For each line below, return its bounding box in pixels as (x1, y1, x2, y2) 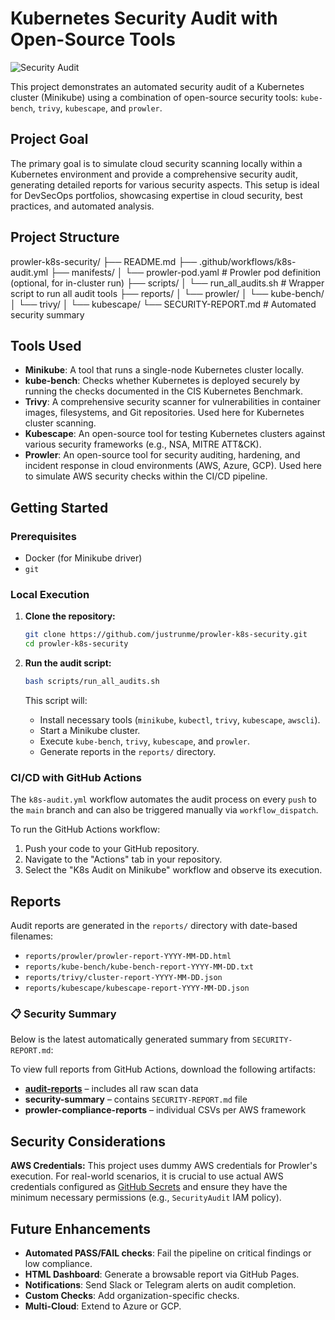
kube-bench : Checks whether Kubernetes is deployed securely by (24, 375, 301, 387)
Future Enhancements (10, 1220, 152, 1237)
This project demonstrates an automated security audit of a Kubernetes (10, 80, 305, 92)
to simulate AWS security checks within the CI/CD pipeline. (24, 470, 268, 482)
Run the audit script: (24, 657, 112, 669)
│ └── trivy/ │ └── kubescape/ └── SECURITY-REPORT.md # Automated (10, 298, 317, 310)
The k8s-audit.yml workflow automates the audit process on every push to (10, 793, 317, 806)
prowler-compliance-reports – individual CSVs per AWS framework (24, 1104, 307, 1116)
